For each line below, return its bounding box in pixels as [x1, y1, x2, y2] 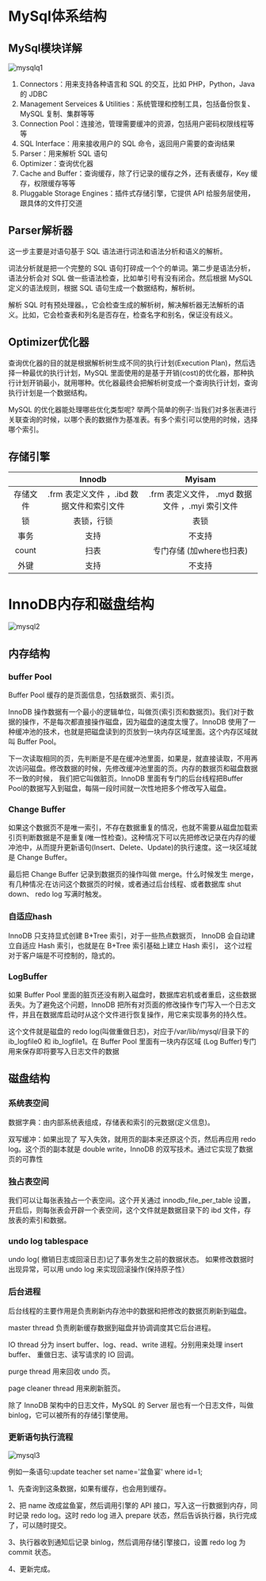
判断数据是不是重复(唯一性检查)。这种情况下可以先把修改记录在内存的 [21, 833, 249, 843]
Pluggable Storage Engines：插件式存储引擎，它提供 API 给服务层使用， [19, 188, 255, 198]
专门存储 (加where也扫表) [153, 546, 249, 557]
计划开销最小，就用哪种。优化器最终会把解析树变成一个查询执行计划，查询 [14, 378, 258, 388]
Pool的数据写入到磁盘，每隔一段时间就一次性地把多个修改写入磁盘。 [8, 784, 231, 793]
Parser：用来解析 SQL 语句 [19, 148, 108, 158]
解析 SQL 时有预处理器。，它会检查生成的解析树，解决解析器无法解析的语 [8, 299, 245, 310]
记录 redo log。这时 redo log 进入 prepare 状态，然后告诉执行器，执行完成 [14, 1510, 257, 1520]
